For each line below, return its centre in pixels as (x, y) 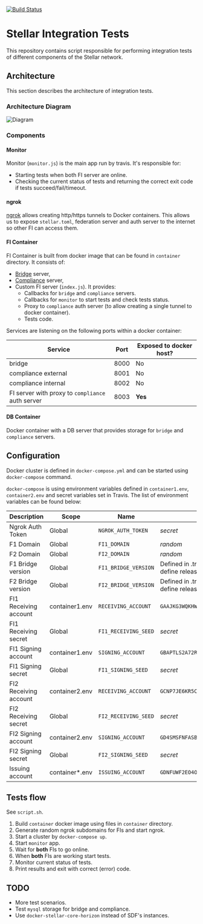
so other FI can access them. (42, 228)
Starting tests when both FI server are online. (71, 175)
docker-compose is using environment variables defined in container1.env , (98, 489)
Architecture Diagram (39, 106)
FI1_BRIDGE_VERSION (126, 567)
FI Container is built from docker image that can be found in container (93, 255)
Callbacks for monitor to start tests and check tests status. (97, 300)
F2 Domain (25, 554)
